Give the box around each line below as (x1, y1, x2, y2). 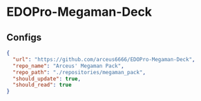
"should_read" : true (12, 82, 72, 89)
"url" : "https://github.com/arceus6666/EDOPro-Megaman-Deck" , (12, 56, 195, 63)
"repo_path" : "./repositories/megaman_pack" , (12, 69, 146, 76)
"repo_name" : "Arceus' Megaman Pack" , (12, 63, 125, 69)
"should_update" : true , (12, 75, 81, 82)
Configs (6, 32, 42, 43)
